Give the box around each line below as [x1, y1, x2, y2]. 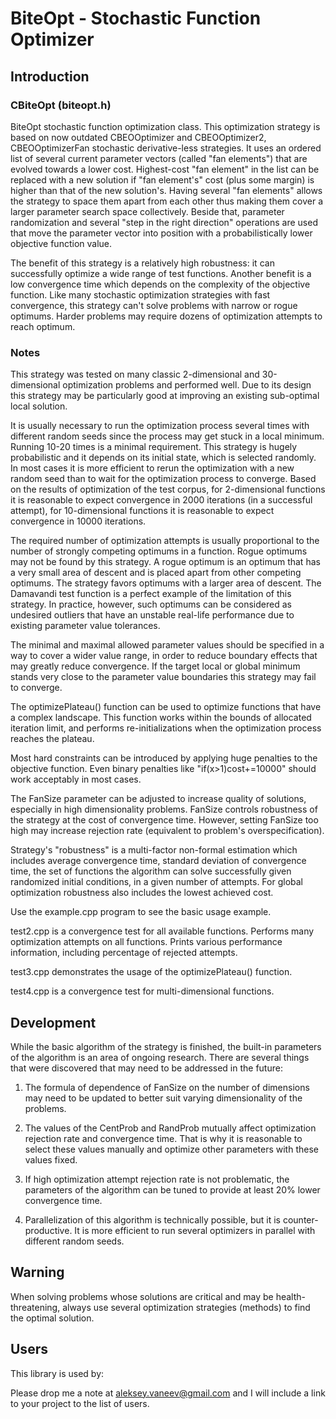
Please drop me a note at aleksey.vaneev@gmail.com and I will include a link [10, 1387, 326, 1399]
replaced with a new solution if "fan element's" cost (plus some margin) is [10, 173, 315, 186]
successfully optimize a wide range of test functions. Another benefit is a [10, 267, 312, 279]
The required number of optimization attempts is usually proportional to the [10, 535, 320, 547]
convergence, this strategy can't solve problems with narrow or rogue [10, 299, 298, 311]
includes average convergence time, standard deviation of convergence [10, 855, 307, 867]
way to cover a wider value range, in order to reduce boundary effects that [10, 650, 318, 662]
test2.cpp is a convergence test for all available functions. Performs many [10, 925, 315, 937]
